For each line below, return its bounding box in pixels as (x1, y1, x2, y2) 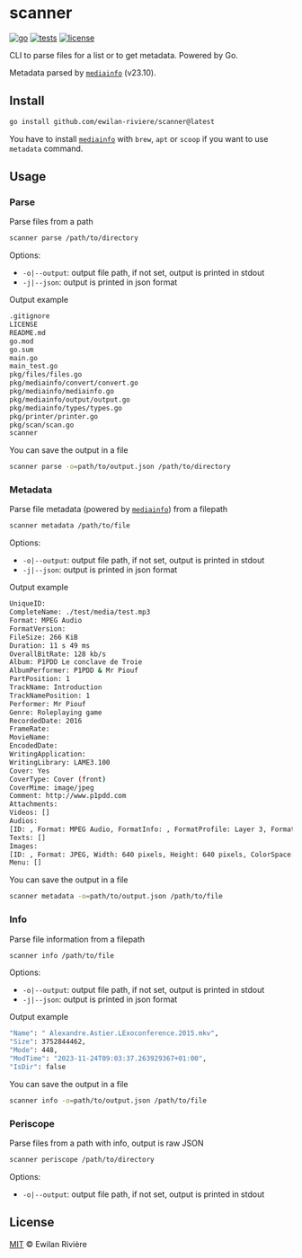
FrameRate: (9, 724, 50, 734)
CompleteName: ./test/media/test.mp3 (9, 607, 151, 617)
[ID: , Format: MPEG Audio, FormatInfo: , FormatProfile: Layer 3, (9, 825, 268, 834)
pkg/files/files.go (9, 370, 83, 379)
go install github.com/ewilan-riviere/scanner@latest (9, 117, 216, 126)
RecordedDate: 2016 (9, 716, 83, 725)
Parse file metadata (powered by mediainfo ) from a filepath (9, 504, 228, 515)
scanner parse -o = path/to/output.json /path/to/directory (9, 462, 231, 472)
